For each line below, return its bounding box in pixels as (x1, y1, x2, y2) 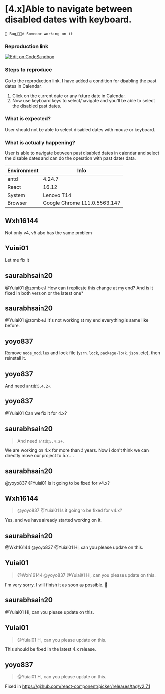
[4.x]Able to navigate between (5, 3, 133, 15)
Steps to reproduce (5, 66, 52, 73)
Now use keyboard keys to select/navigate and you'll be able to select (12, 98, 155, 103)
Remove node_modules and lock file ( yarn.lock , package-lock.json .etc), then (5, 350, 161, 356)
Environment (7, 167, 39, 174)
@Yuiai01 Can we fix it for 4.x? (5, 410, 67, 416)
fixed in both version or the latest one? (5, 290, 83, 296)
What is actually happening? (5, 139, 75, 146)
